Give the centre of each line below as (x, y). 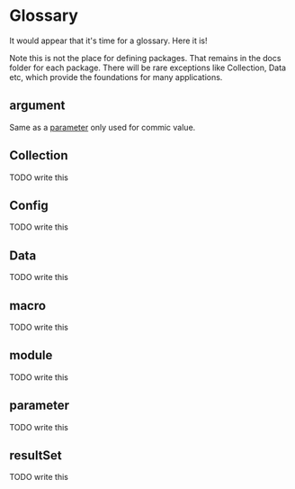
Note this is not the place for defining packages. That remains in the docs (145, 58)
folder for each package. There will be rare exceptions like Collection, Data (147, 68)
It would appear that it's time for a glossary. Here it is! (109, 41)
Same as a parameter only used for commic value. (103, 127)
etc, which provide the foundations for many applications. (116, 77)
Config (29, 205)
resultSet (36, 456)
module (31, 355)
